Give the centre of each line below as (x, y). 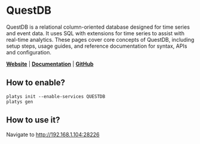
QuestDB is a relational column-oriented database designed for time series (98, 27)
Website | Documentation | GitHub (50, 64)
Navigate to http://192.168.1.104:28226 (53, 134)
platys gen (20, 102)
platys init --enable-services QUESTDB (56, 96)
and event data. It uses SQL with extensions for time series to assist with (96, 33)
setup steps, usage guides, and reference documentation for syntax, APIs (97, 46)
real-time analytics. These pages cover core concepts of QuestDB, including (100, 39)
